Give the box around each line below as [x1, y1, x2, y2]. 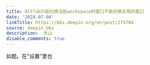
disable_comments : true [6, 36, 65, 42]
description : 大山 [6, 30, 53, 36]
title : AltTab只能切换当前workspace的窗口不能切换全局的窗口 [6, 8, 144, 15]
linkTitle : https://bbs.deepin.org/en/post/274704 [6, 19, 134, 25]
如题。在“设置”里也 [6, 53, 53, 59]
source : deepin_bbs [6, 25, 55, 31]
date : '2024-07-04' [6, 14, 55, 20]
